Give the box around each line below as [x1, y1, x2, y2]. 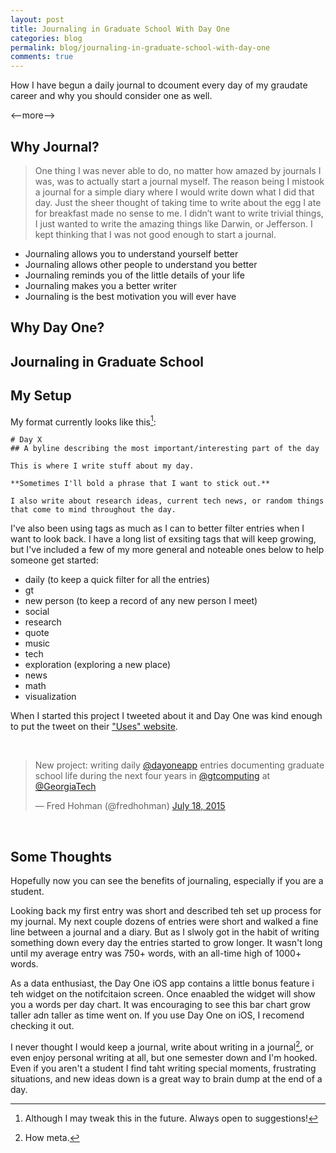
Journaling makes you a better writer [24, 279, 177, 291]
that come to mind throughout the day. [10, 505, 177, 515]
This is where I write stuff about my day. [10, 461, 195, 471]
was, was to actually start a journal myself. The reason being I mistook [34, 175, 325, 187]
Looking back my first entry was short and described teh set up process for [10, 905, 322, 916]
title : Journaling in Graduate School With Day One [10, 24, 230, 34]
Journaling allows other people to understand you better [24, 258, 258, 270]
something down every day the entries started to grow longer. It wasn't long [10, 937, 323, 948]
